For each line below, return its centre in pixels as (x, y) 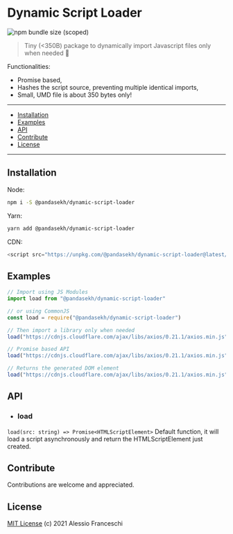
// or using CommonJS (38, 311)
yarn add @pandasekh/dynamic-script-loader (71, 228)
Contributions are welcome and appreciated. (71, 485)
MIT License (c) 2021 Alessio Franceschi (65, 524)
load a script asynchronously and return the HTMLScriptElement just (105, 439)
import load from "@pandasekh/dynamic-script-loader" (87, 299)
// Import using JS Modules (48, 292)
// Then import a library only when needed (71, 330)
